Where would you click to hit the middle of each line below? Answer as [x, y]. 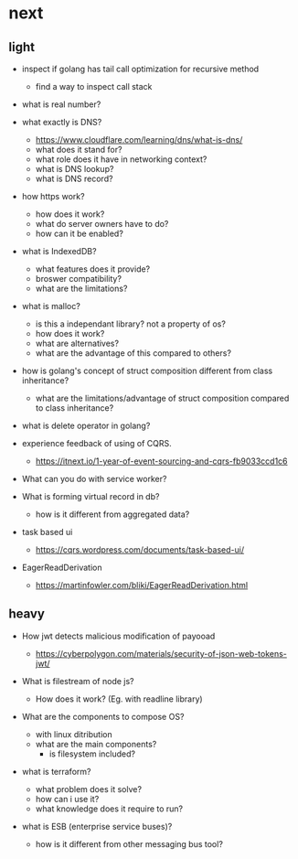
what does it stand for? [79, 150]
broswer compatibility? [79, 279]
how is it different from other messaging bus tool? [129, 843]
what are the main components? [96, 744]
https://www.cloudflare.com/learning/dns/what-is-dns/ [139, 140]
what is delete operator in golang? [86, 425]
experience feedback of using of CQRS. [97, 443]
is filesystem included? [92, 754]
